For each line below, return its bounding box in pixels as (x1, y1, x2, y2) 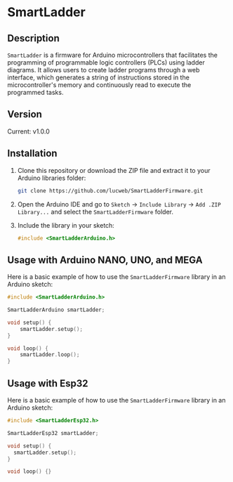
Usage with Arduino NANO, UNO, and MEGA (7, 254, 203, 266)
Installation (7, 148, 58, 159)
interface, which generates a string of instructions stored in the (7, 73, 189, 82)
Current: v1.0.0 (7, 127, 51, 136)
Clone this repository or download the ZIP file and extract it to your (17, 166, 211, 174)
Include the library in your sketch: (17, 221, 114, 229)
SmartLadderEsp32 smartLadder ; (7, 429, 99, 436)
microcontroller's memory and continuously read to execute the (7, 81, 192, 89)
